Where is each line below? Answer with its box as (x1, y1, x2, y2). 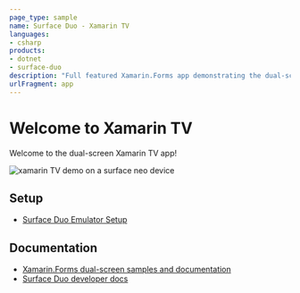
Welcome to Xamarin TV (9, 118, 194, 138)
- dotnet (9, 54, 42, 63)
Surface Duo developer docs (21, 273, 129, 284)
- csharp (9, 38, 42, 47)
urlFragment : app (9, 80, 74, 88)
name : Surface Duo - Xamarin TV (9, 21, 129, 30)
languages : (9, 29, 50, 38)
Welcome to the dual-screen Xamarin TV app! (9, 147, 178, 158)
